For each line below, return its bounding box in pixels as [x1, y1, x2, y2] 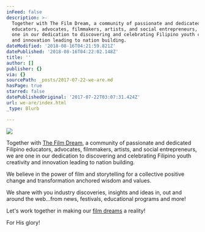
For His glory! [6, 219, 41, 226]
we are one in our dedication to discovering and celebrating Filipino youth [6, 152, 192, 159]
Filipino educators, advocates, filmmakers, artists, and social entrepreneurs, [6, 145, 197, 153]
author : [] [6, 60, 34, 66]
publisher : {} [6, 65, 43, 72]
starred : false [6, 89, 45, 95]
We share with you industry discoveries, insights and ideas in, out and [6, 189, 182, 196]
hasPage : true [6, 83, 43, 89]
